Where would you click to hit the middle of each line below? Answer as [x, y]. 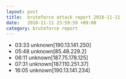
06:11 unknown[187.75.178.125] [51, 58]
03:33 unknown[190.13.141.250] [53, 45]
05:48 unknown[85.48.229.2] [51, 52]
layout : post [22, 12]
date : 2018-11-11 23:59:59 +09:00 [51, 23]
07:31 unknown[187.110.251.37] [51, 64]
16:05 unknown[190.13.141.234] [52, 70]
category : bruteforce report [42, 28]
